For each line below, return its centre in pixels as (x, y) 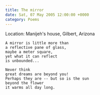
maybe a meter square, (29, 52)
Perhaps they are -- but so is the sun (47, 79)
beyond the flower (24, 83)
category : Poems (22, 19)
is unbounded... (22, 61)
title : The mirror (24, 10)
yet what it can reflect (31, 56)
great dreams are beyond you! (37, 74)
